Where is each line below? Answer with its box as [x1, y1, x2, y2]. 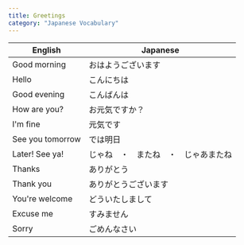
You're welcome [12, 192, 73, 204]
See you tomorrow [12, 133, 81, 144]
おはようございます [88, 59, 161, 70]
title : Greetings [8, 11, 66, 20]
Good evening [12, 88, 65, 99]
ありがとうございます [88, 178, 168, 189]
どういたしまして [88, 193, 153, 204]
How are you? [12, 103, 64, 115]
